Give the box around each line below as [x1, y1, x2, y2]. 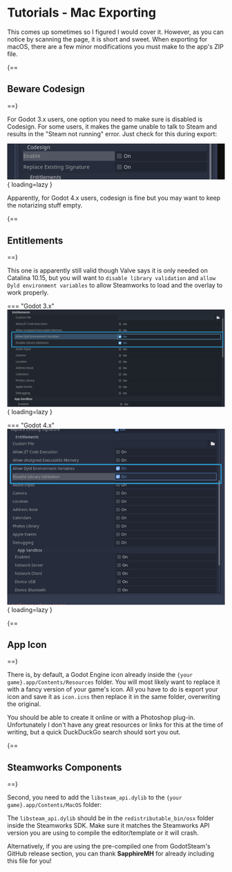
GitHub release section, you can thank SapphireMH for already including [7, 849, 215, 858]
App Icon [7, 639, 47, 651]
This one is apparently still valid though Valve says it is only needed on [7, 266, 209, 275]
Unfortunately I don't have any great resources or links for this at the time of [7, 721, 224, 729]
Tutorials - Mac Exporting [7, 5, 157, 21]
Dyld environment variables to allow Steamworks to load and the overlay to [7, 281, 223, 289]
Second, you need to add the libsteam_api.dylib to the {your [7, 793, 182, 801]
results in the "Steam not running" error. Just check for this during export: [7, 129, 217, 138]
